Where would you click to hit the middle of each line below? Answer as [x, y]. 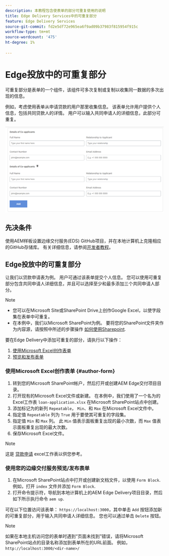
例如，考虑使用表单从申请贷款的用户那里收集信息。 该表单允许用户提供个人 [83, 107]
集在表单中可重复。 [32, 317]
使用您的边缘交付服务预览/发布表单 [48, 468]
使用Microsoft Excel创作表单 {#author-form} [60, 371]
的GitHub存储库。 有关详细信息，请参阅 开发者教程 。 [59, 247]
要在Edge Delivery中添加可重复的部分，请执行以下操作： [64, 340]
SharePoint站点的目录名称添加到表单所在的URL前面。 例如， [68, 542]
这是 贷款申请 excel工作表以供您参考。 [45, 454]
